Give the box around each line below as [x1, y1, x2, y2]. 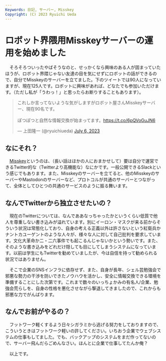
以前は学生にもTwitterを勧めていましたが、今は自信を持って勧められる [13, 250, 158, 256]
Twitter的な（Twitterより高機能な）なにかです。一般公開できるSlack [13, 164, 153, 170]
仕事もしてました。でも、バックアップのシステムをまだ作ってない [18, 334, 152, 340]
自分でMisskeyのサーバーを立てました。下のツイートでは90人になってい [13, 77, 162, 83]
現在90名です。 [26, 106, 57, 112]
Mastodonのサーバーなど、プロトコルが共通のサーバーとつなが [22, 177, 151, 182]
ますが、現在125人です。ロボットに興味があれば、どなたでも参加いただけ [5, 83, 155, 89]
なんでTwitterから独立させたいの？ [5, 199, 112, 207]
